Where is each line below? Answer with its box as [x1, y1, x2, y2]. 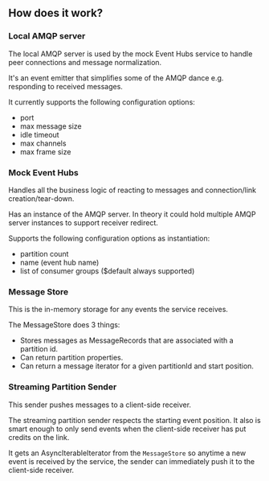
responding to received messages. [8, 81, 123, 91]
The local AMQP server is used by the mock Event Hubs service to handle [8, 48, 253, 59]
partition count [19, 249, 69, 258]
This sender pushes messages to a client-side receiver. [8, 400, 191, 409]
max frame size [19, 146, 71, 156]
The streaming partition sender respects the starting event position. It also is [8, 415, 261, 425]
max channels [19, 138, 67, 148]
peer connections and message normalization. [8, 57, 162, 67]
